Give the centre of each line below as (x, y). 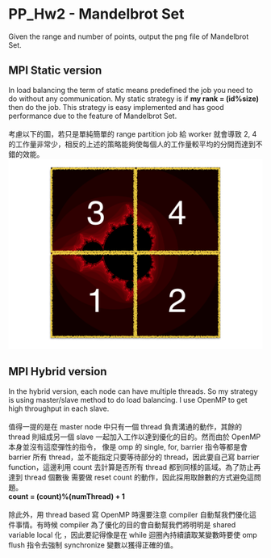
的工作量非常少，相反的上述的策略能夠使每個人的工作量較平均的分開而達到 (132, 144)
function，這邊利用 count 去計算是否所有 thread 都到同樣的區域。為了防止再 (135, 467)
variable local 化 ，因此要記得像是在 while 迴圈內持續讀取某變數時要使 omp (133, 535)
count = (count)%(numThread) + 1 (67, 496)
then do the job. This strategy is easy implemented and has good (116, 107)
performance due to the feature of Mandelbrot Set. (93, 116)
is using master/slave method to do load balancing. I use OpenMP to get (128, 399)
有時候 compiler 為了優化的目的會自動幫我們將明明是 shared (136, 524)
